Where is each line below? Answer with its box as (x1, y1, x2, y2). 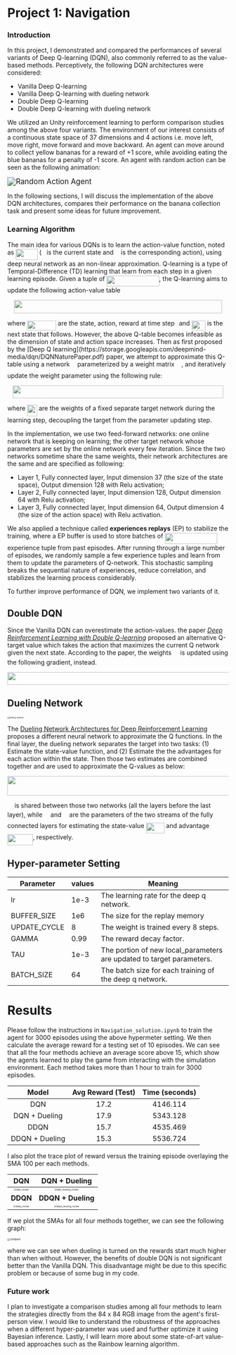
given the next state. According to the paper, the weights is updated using (7, 648, 228, 657)
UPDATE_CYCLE (11, 922, 65, 932)
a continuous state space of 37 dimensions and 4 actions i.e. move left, (7, 133, 214, 142)
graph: (7, 1224, 27, 1232)
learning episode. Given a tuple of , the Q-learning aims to (7, 275, 228, 283)
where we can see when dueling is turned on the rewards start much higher (7, 1246, 227, 1255)
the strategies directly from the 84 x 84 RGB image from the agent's (7, 1310, 204, 1318)
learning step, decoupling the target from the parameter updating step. (7, 416, 212, 424)
